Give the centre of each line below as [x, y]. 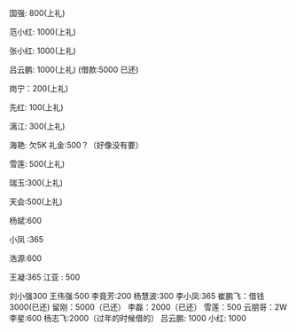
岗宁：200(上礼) [39, 88]
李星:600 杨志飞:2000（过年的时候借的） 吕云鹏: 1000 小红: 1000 [128, 318]
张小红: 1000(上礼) [43, 51]
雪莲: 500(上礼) [37, 164]
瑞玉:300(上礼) [36, 183]
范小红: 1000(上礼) [43, 32]
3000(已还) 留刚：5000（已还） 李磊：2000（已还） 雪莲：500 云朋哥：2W [148, 307]
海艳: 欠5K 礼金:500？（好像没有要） [76, 145]
